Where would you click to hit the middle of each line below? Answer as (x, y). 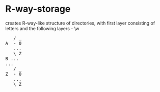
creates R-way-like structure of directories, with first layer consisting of (80, 23)
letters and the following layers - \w (42, 28)
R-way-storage (38, 9)
